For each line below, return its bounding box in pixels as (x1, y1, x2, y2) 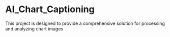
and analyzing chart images (5, 25, 64, 31)
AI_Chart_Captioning (5, 4, 95, 15)
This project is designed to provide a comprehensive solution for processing (5, 20, 165, 26)
